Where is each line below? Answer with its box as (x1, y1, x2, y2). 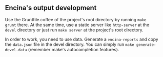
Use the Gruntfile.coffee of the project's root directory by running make (5, 16, 146, 22)
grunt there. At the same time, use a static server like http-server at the (5, 22, 150, 28)
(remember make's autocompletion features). (28, 46, 120, 52)
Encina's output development (5, 4, 97, 12)
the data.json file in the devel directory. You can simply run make (5, 41, 134, 47)
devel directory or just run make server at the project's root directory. (5, 27, 143, 33)
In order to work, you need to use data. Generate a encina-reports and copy (5, 36, 159, 42)
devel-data (5, 47, 27, 52)
